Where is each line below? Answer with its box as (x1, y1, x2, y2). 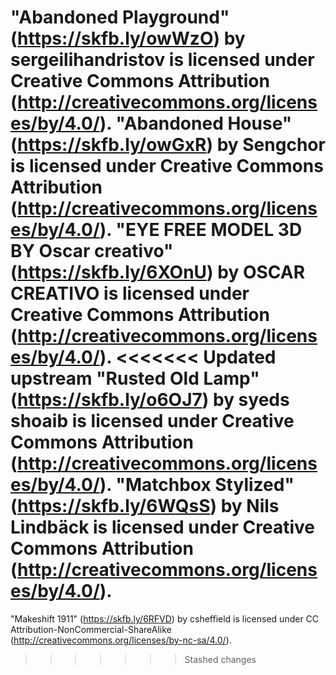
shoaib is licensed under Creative (10, 410, 295, 433)
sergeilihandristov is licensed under (10, 49, 315, 71)
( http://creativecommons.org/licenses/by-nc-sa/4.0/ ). (10, 634, 232, 646)
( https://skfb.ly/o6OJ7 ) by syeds (10, 389, 290, 411)
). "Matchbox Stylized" (99, 474, 295, 496)
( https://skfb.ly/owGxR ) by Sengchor (10, 134, 326, 156)
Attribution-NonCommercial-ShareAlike (10, 623, 172, 635)
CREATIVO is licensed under (10, 282, 250, 305)
